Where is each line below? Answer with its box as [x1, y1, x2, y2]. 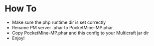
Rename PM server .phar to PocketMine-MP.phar [11, 24, 113, 30]
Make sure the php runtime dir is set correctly [11, 19, 106, 25]
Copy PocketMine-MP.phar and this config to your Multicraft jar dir [11, 30, 149, 36]
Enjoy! [11, 35, 25, 41]
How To [4, 3, 37, 14]
